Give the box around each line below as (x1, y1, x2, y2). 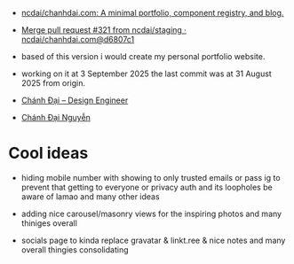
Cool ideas (8, 144, 89, 163)
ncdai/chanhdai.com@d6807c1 (20, 35, 135, 44)
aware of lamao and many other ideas (20, 190, 161, 202)
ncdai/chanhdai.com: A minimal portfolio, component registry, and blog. (20, 8, 284, 18)
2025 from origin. (20, 78, 86, 88)
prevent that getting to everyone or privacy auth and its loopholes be (20, 182, 273, 192)
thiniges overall (20, 217, 77, 229)
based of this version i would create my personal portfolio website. (20, 51, 266, 61)
